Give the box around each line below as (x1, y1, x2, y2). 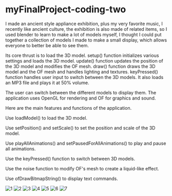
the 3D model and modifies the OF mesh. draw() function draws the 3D (5, 63, 156, 69)
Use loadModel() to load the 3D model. (5, 114, 88, 121)
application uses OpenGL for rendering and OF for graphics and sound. (5, 95, 156, 101)
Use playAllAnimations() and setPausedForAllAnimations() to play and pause (5, 140, 166, 146)
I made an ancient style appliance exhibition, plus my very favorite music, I (5, 21, 163, 27)
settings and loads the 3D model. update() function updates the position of (5, 57, 163, 64)
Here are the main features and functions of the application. (5, 105, 132, 111)
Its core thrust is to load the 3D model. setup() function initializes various (5, 52, 159, 58)
